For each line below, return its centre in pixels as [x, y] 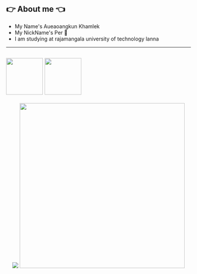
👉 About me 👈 [36, 9]
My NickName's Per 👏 [41, 32]
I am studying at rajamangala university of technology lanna [87, 39]
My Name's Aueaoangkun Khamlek [57, 26]
